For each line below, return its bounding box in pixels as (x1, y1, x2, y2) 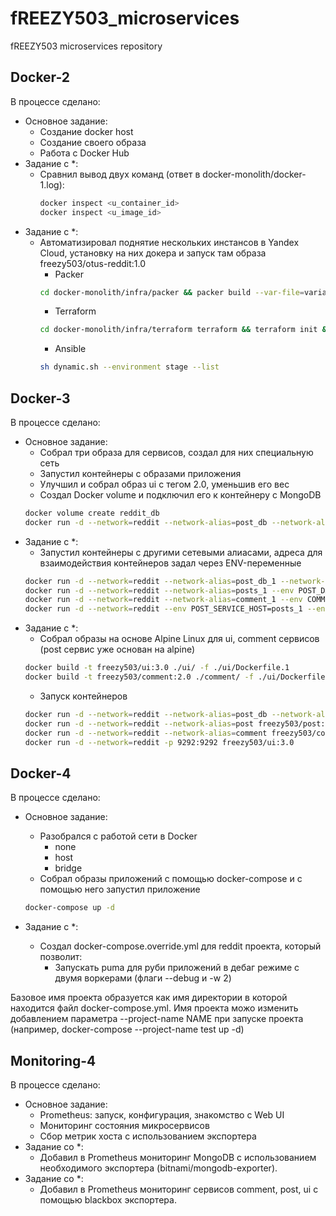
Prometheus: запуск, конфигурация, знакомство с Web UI (39, 1108, 285, 1121)
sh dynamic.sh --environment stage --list (39, 362, 220, 372)
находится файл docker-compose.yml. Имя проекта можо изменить (10, 1002, 299, 1014)
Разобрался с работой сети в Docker (39, 830, 198, 842)
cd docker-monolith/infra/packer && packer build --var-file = (39, 287, 305, 297)
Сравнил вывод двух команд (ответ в (39, 168, 201, 180)
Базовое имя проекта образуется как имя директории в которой (10, 992, 288, 1004)
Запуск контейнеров (39, 690, 128, 702)
